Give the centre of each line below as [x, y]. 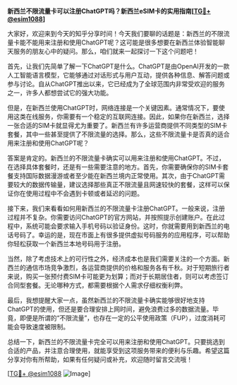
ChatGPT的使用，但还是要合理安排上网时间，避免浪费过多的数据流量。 [110, 309]
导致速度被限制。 [44, 327]
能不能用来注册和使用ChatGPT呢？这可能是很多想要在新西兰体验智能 [119, 42]
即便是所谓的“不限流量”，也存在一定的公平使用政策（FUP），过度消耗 [120, 318]
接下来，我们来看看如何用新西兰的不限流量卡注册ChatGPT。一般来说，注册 [116, 208]
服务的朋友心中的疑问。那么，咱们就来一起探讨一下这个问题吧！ [106, 51]
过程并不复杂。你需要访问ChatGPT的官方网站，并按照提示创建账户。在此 [113, 217]
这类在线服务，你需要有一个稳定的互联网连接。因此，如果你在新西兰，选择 [121, 117]
